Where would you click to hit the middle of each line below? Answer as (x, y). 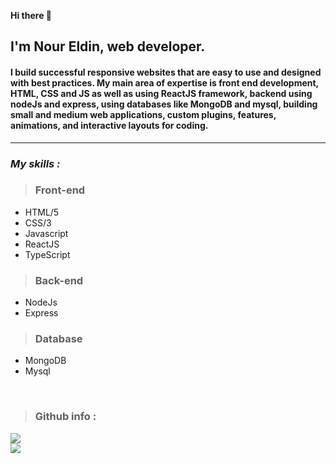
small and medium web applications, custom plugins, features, (143, 114)
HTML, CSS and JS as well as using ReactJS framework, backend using (161, 93)
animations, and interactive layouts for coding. (109, 125)
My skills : (35, 163)
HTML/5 (42, 212)
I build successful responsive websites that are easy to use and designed (166, 72)
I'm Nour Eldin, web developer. (108, 46)
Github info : (65, 417)
